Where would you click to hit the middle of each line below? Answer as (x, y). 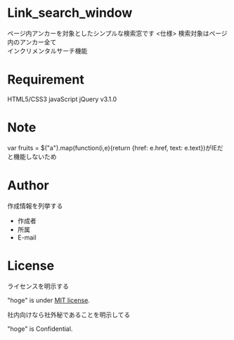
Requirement (46, 80)
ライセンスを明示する (38, 286)
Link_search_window (70, 13)
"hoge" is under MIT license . (48, 300)
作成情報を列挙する (35, 206)
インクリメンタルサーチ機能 (47, 51)
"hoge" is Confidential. (40, 329)
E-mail (27, 237)
